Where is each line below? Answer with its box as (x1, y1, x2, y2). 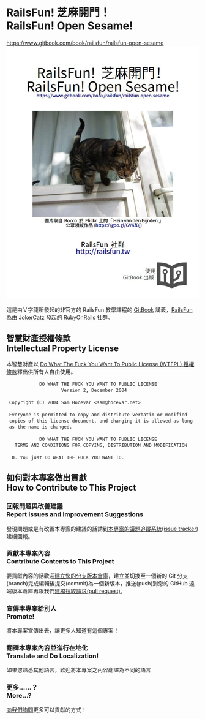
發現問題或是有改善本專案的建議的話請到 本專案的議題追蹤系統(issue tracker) (6, 525, 199, 532)
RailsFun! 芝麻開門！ (6, 6, 111, 20)
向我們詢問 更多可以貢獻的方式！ (6, 706, 87, 713)
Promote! (6, 612, 35, 620)
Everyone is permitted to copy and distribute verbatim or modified (9, 412, 188, 418)
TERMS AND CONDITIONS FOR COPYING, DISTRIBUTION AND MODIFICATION (14, 442, 188, 448)
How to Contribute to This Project (6, 483, 136, 493)
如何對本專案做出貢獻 (6, 473, 87, 483)
